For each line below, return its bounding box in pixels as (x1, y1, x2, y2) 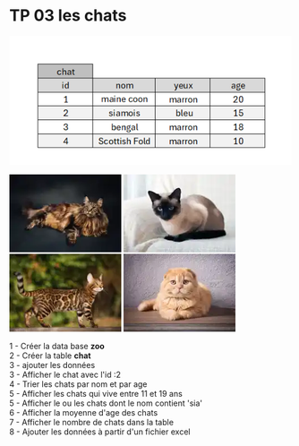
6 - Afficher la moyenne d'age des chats (9, 407, 158, 418)
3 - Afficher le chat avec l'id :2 (9, 369, 122, 381)
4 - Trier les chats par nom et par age (9, 379, 148, 390)
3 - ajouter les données (9, 360, 96, 371)
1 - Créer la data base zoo (9, 341, 105, 352)
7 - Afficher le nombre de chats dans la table (9, 417, 175, 428)
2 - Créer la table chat (9, 350, 91, 361)
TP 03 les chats (9, 5, 127, 26)
